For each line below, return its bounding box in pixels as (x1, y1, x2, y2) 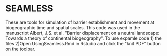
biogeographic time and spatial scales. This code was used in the (5, 24, 140, 30)
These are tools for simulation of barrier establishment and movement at (5, 19, 154, 25)
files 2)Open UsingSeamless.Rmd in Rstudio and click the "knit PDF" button (5, 40, 161, 46)
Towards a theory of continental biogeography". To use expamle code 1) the (5, 35, 162, 41)
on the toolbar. (5, 46, 36, 52)
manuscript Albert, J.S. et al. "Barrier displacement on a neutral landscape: (5, 30, 160, 36)
